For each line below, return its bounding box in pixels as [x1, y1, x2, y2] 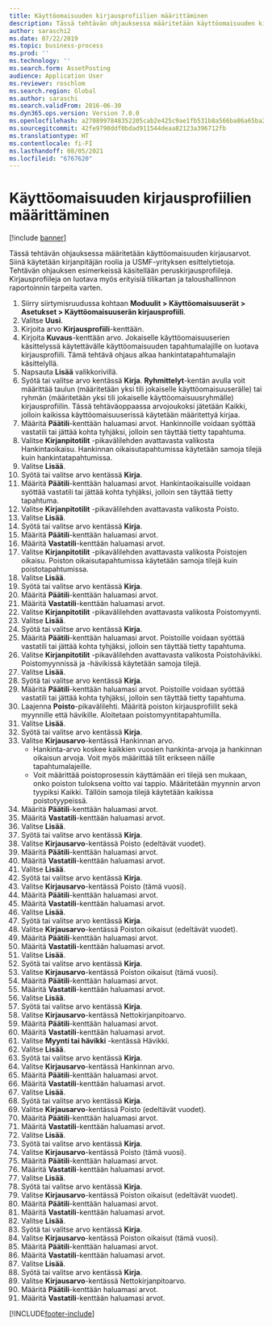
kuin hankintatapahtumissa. [20, 453, 113, 462]
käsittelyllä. [20, 358, 59, 368]
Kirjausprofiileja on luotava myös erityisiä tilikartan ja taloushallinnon [9, 274, 236, 284]
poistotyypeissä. [32, 796, 88, 805]
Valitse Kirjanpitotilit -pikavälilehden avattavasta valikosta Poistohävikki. [20, 650, 263, 660]
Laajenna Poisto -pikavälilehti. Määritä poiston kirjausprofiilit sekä [20, 701, 238, 711]
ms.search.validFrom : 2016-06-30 [9, 102, 122, 110]
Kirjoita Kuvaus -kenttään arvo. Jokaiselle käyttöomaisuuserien [20, 333, 231, 343]
